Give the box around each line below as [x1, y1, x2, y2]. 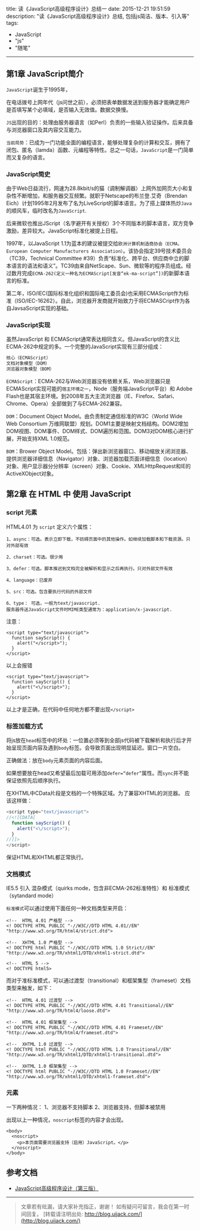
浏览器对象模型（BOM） [6, 366, 55, 372]
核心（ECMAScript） [6, 355, 51, 361]
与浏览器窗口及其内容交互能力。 [6, 126, 85, 133]
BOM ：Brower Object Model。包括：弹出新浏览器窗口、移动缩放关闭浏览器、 [6, 448, 192, 455]
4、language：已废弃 [6, 577, 52, 583]
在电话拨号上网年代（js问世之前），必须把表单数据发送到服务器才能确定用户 [6, 98, 190, 105]
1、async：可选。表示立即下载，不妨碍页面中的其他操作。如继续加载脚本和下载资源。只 [6, 536, 190, 542]
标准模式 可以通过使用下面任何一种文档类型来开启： [6, 905, 129, 912]
